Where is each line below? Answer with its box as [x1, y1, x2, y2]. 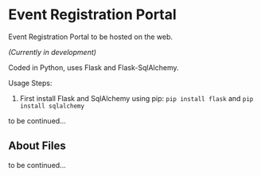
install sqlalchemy [19, 102, 85, 110]
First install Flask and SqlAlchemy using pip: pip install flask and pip [19, 93, 254, 103]
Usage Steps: [8, 78, 53, 88]
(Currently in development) [8, 47, 97, 57]
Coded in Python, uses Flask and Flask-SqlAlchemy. [8, 62, 179, 72]
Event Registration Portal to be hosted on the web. [8, 32, 173, 41]
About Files [8, 139, 66, 153]
